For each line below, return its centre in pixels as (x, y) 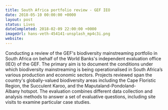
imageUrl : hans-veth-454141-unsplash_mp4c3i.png (58, 34)
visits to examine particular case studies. (48, 102)
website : (15, 39)
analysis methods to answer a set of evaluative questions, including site (80, 96)
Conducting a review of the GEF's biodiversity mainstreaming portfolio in (81, 53)
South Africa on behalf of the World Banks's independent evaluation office (83, 58)
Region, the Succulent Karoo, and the (45, 85)
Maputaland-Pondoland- (110, 85)
